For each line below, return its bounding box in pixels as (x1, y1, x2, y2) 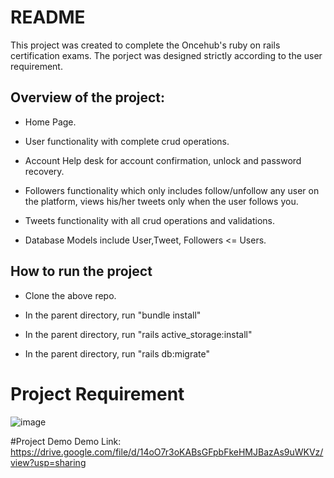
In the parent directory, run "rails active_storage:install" (24, 328, 253, 340)
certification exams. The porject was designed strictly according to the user (10, 49, 323, 61)
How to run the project (10, 263, 153, 280)
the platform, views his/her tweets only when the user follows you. (24, 195, 299, 207)
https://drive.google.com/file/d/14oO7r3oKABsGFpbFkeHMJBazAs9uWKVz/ (10, 446, 324, 458)
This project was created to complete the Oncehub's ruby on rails (10, 39, 281, 51)
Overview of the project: (10, 89, 166, 106)
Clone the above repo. (24, 289, 117, 301)
